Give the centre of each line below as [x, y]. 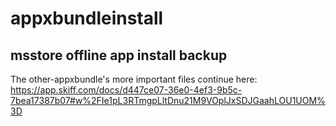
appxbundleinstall [87, 18]
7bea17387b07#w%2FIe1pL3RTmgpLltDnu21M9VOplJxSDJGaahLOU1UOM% [168, 100]
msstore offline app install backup [119, 55]
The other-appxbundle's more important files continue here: [134, 79]
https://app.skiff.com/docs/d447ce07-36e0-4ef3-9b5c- [126, 90]
